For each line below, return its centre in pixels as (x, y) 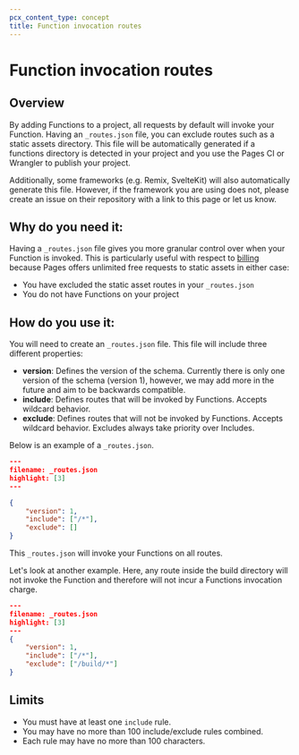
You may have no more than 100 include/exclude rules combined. (143, 731)
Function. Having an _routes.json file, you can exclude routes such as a (142, 134)
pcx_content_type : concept (60, 17)
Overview (37, 103)
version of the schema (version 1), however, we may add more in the (148, 380)
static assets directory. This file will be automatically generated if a (132, 143)
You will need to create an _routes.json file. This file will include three (138, 344)
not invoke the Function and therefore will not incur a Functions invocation (146, 580)
